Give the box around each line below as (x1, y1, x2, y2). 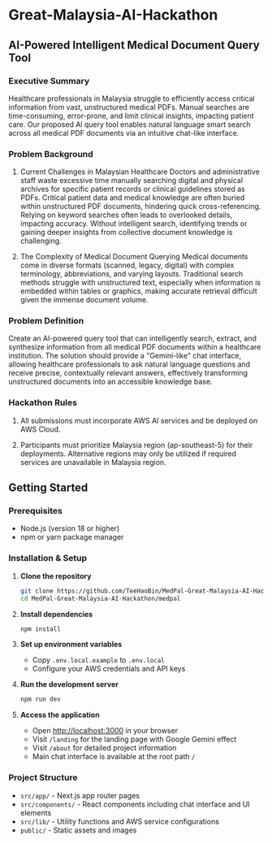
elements (19, 807, 52, 818)
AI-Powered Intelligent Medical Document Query (8, 38, 260, 52)
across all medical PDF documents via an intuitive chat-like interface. (8, 128, 240, 137)
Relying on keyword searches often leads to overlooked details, (19, 210, 233, 220)
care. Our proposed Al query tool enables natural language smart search (8, 119, 251, 129)
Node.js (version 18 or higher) (19, 524, 120, 533)
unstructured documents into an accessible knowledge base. (8, 376, 213, 387)
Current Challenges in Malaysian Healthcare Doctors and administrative (19, 167, 260, 176)
